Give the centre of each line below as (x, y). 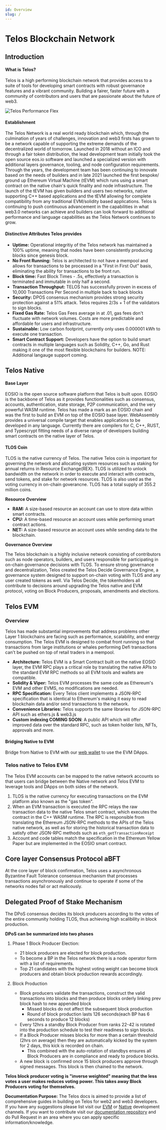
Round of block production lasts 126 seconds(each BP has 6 (88, 1014)
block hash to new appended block (55, 1004)
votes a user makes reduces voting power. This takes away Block (73, 1082)
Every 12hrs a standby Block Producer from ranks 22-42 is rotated (87, 1025)
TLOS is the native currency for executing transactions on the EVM (80, 796)
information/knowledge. (29, 1123)
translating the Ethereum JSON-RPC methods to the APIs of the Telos (83, 822)
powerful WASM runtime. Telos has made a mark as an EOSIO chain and (79, 410)
